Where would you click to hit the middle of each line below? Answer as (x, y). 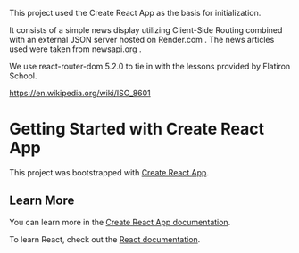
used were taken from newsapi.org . (75, 49)
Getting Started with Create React (137, 129)
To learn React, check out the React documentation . (105, 239)
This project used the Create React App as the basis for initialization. (135, 13)
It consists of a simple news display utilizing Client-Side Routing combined (146, 30)
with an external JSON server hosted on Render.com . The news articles (142, 40)
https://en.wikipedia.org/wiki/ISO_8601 (80, 93)
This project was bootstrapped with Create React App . (109, 172)
